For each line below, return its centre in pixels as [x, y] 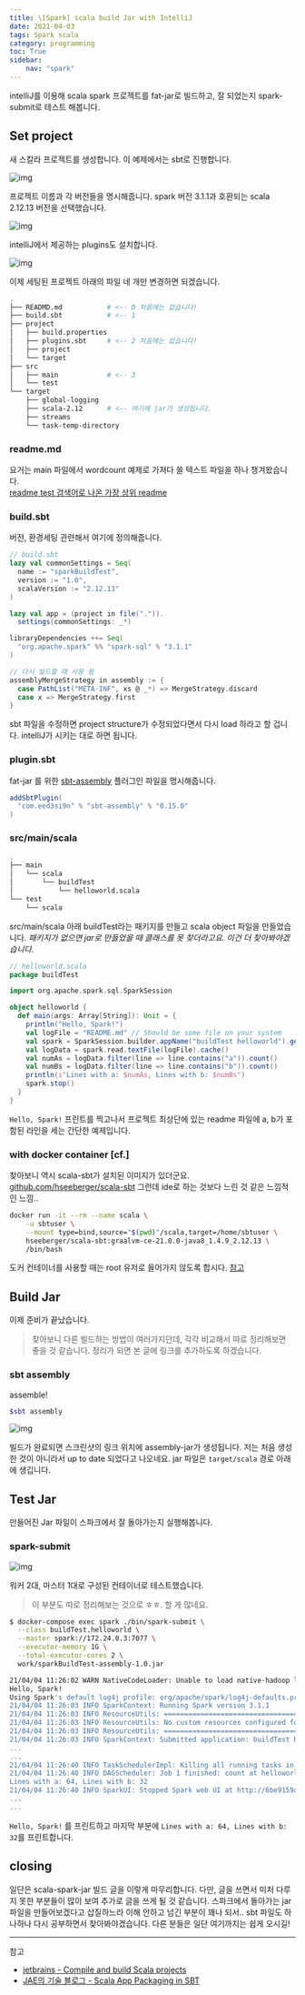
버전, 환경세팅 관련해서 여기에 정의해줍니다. [86, 538]
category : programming [52, 43]
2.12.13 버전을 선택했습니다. [58, 207]
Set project [41, 136]
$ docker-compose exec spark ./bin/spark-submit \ [107, 1622]
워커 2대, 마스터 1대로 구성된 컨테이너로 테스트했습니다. [107, 1585]
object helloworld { [49, 1008]
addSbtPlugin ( [36, 798]
